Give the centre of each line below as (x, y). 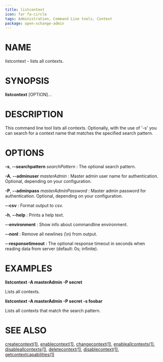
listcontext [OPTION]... (29, 95)
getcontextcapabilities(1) (30, 354)
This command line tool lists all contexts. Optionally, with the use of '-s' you (81, 128)
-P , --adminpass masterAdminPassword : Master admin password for (76, 191)
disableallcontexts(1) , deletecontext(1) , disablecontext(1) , (62, 349)
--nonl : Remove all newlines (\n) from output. (51, 234)
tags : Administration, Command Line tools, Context (59, 19)
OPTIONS (25, 153)
